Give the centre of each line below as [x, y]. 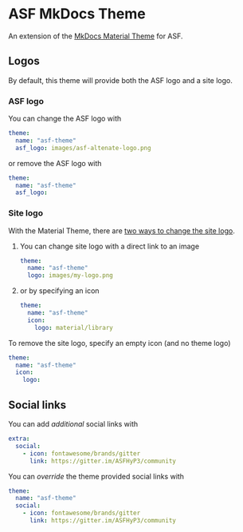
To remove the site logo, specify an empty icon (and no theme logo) [120, 343]
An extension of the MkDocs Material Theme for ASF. [96, 36]
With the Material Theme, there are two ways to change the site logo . [121, 230]
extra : [19, 439]
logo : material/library [74, 328]
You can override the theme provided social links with [96, 476]
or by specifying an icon [59, 291]
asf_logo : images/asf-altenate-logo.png [83, 148]
